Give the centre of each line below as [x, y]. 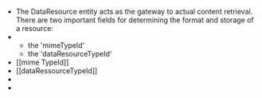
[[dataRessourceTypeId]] [57, 71]
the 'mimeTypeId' [56, 45]
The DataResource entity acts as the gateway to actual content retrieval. [134, 12]
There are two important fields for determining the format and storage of [135, 20]
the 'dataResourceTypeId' [70, 54]
